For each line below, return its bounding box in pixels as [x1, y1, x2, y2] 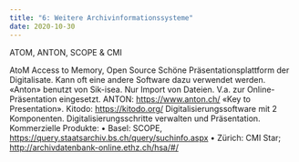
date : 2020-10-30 [9, 22, 76, 31]
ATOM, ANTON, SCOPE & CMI [9, 46, 123, 57]
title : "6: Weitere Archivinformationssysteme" [9, 13, 194, 23]
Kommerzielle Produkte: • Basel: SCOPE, [9, 122, 162, 133]
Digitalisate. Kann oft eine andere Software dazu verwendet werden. [9, 74, 266, 85]
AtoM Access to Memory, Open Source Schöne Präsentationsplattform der [9, 65, 290, 76]
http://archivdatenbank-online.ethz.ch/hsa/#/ [9, 142, 180, 153]
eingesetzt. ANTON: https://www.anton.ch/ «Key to [58, 93, 252, 105]
